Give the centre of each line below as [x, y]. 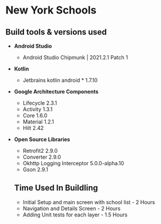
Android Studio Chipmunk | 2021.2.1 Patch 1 [75, 57]
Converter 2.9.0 [42, 157]
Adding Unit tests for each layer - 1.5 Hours [75, 215]
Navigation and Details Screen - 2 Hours [72, 208]
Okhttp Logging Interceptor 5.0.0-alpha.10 [73, 163]
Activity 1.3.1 [38, 109]
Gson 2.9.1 [35, 169]
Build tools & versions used [56, 32]
